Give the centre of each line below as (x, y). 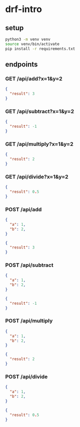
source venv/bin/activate (32, 44)
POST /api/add (23, 209)
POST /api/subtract (29, 265)
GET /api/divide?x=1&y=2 (37, 177)
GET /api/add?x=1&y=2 (34, 78)
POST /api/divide (26, 377)
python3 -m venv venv (28, 39)
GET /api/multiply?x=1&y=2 (39, 144)
